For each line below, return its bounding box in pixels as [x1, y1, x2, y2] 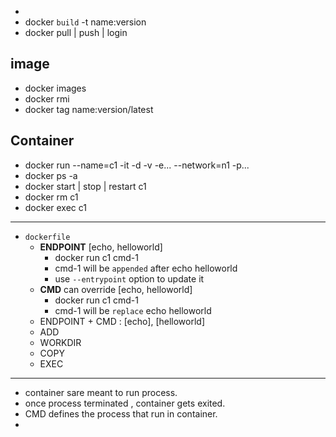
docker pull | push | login [24, 27, 128, 38]
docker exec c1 [24, 201, 87, 213]
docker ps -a [24, 169, 78, 181]
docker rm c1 [24, 191, 79, 203]
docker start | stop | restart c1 [24, 180, 147, 192]
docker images [24, 82, 87, 94]
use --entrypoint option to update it [54, 272, 205, 285]
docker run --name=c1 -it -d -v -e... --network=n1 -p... [24, 159, 250, 171]
